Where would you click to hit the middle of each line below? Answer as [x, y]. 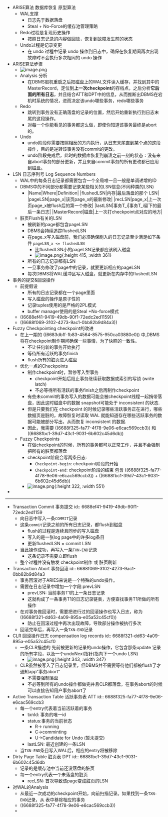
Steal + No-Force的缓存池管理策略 [63, 26]
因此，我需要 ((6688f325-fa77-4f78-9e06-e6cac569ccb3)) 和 [92, 428]
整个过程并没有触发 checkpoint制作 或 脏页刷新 [68, 562]
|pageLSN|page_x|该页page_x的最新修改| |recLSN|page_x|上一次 [94, 199]
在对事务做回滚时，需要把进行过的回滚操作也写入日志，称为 [81, 611]
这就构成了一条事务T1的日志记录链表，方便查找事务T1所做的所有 [93, 599]
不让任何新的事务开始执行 [54, 347]
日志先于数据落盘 [45, 20]
